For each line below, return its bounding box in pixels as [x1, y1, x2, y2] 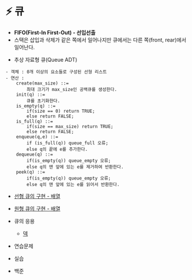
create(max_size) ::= [16, 80, 69, 86]
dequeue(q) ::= [16, 151, 53, 157]
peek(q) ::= [16, 169, 45, 175]
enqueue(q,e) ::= [16, 134, 59, 140]
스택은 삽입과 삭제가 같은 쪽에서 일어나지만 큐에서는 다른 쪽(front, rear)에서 [14, 36, 187, 43]
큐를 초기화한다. [26, 97, 60, 104]
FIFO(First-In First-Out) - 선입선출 [14, 29, 96, 36]
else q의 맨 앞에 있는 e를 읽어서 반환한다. [26, 181, 120, 187]
